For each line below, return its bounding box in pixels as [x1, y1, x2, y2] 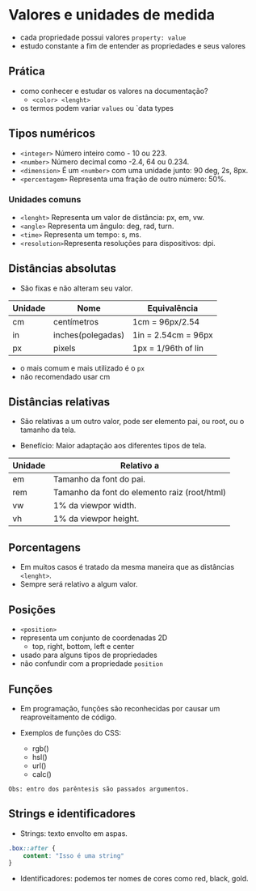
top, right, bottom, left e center [31, 642, 135, 651]
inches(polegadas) [53, 329, 125, 341]
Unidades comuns [8, 194, 82, 206]
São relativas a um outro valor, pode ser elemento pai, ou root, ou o [19, 417, 245, 426]
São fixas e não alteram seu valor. [19, 283, 133, 293]
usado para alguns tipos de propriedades [19, 650, 157, 660]
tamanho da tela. [19, 425, 77, 435]
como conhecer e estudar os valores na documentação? [19, 86, 208, 95]
